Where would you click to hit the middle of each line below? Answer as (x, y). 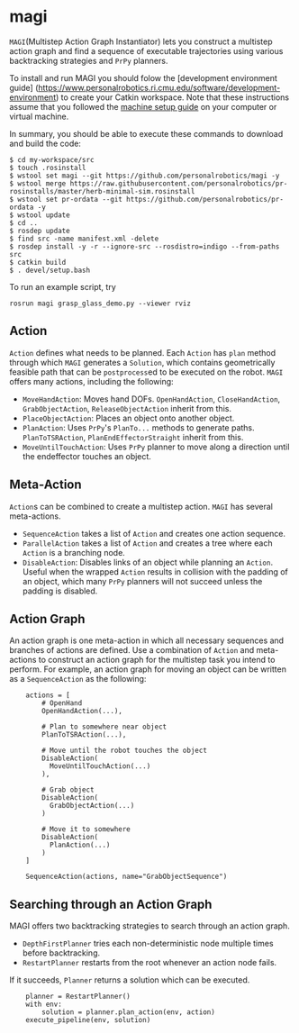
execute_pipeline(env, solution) (88, 1020)
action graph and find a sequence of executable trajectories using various (146, 50)
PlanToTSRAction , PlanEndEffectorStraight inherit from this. (133, 437)
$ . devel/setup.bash (50, 270)
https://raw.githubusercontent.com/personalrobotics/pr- (179, 183)
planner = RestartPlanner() (78, 997)
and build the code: (45, 143)
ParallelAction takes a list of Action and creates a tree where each (147, 543)
